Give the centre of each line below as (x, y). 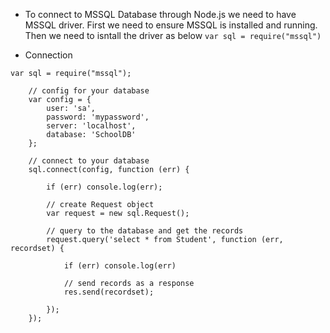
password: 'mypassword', (98, 117)
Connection (48, 55)
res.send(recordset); (109, 292)
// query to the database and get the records (145, 231)
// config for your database (89, 91)
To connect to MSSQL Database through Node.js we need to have (160, 14)
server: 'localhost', (91, 126)
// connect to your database (89, 161)
